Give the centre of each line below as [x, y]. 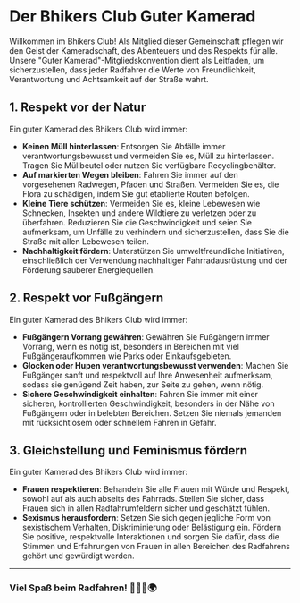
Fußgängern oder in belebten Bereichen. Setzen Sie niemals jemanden [152, 412]
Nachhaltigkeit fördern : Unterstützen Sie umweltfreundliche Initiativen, [153, 251]
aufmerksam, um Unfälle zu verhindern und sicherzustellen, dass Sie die [156, 232]
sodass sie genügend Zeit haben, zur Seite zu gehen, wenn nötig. [143, 384]
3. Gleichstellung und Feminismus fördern [129, 450]
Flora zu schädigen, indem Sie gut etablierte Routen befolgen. [136, 193]
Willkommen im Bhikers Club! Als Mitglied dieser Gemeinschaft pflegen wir [146, 41]
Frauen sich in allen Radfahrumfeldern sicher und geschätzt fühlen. [146, 508]
